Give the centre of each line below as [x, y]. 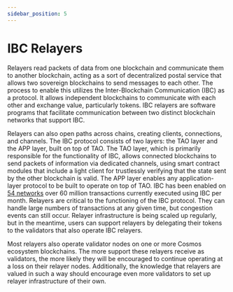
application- [197, 178]
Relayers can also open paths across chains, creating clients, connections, [115, 133]
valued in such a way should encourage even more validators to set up [109, 273]
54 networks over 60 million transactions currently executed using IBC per [114, 193]
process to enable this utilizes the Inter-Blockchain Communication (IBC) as [116, 90]
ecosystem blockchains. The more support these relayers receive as [106, 251]
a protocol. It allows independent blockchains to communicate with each [112, 97]
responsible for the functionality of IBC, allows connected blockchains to [112, 155]
